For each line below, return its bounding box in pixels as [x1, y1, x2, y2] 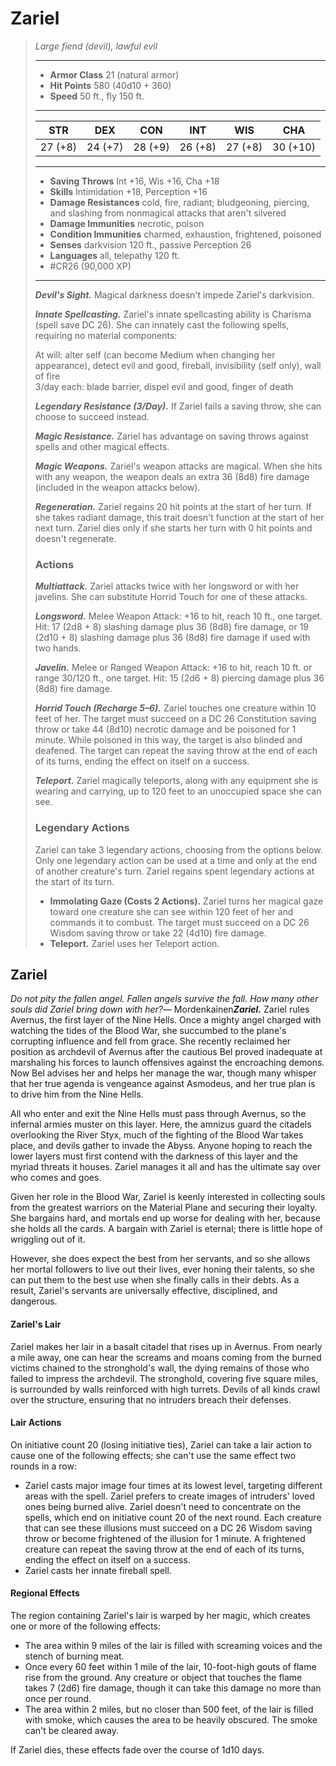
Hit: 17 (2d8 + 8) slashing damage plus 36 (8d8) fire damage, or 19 [34, 621, 310, 633]
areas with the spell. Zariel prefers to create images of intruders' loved [24, 1490, 315, 1502]
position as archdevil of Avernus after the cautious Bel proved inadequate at [10, 1046, 323, 1058]
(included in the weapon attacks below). [34, 481, 201, 493]
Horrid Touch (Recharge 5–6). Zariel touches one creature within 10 [34, 702, 317, 714]
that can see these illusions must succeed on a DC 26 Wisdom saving [24, 1522, 313, 1534]
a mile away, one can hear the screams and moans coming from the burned [10, 1351, 322, 1363]
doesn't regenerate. [34, 532, 117, 544]
